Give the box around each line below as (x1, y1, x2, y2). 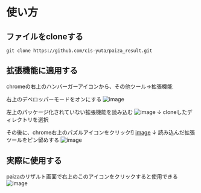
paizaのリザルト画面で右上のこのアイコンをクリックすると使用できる (6, 172, 178, 180)
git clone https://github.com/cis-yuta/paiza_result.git (6, 48, 153, 54)
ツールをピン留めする (6, 136, 59, 144)
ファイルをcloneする (6, 31, 83, 42)
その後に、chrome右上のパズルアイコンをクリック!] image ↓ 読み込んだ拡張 (6, 128, 195, 136)
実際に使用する (6, 156, 62, 166)
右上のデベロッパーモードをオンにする (6, 95, 102, 103)
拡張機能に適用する (6, 66, 78, 76)
